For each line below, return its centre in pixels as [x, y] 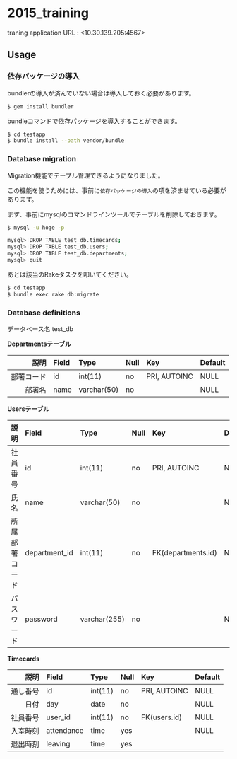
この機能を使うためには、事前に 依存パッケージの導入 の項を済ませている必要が [117, 190]
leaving [58, 743]
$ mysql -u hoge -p [36, 228]
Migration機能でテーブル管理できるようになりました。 [86, 175]
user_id [58, 717]
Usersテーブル [29, 409]
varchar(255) [103, 619]
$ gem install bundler [41, 106]
